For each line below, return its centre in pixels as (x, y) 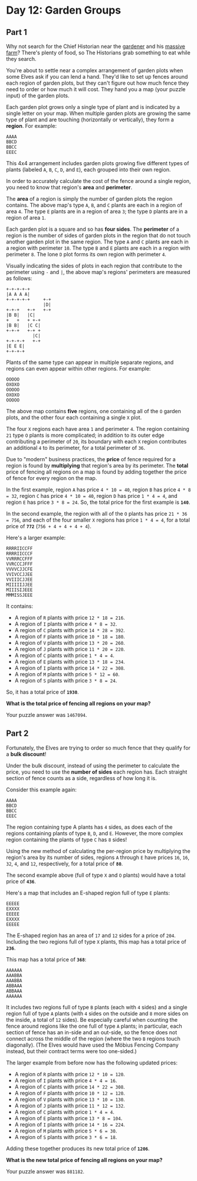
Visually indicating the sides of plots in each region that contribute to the (94, 266)
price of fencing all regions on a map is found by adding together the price (96, 472)
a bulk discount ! (26, 754)
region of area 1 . (26, 218)
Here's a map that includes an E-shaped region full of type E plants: (88, 893)
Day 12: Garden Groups (64, 10)
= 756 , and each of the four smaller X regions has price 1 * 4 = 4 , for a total (98, 520)
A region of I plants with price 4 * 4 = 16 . (66, 1080)
